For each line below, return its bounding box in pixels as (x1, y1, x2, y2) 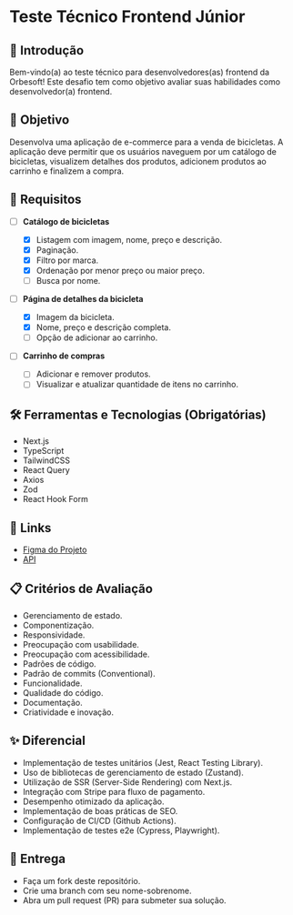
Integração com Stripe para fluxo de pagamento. (22, 786, 206, 797)
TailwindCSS (22, 455, 71, 466)
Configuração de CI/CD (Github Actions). (22, 815, 177, 826)
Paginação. (35, 244, 79, 256)
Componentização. (22, 619, 95, 630)
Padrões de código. (22, 658, 97, 669)
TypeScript (22, 446, 65, 457)
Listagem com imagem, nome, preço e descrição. (35, 234, 223, 245)
